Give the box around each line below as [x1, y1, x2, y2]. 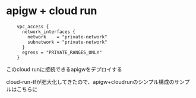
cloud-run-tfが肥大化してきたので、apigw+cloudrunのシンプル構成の [6, 78, 175, 85]
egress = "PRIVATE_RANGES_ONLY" [21, 49, 102, 55]
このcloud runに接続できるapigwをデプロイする [6, 66, 122, 73]
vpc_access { [17, 24, 49, 30]
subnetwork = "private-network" [27, 39, 108, 45]
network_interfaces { [21, 28, 76, 35]
